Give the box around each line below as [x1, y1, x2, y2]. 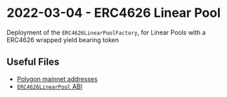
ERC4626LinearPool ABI [16, 82, 83, 91]
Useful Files [6, 56, 60, 68]
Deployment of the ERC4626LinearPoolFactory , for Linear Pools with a [6, 28, 206, 37]
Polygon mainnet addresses [16, 75, 98, 83]
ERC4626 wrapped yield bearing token [6, 35, 119, 44]
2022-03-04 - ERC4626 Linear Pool [6, 5, 221, 21]
